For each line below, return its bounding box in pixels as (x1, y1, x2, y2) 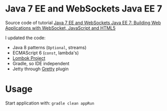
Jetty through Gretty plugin (12, 66, 69, 72)
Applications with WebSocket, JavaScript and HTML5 (5, 25, 116, 31)
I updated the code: (5, 35, 46, 41)
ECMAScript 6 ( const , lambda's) (12, 50, 79, 56)
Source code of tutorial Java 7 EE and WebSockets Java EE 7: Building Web (5, 20, 161, 26)
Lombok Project (12, 55, 46, 61)
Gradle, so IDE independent (12, 60, 70, 66)
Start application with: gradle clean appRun (5, 100, 94, 106)
